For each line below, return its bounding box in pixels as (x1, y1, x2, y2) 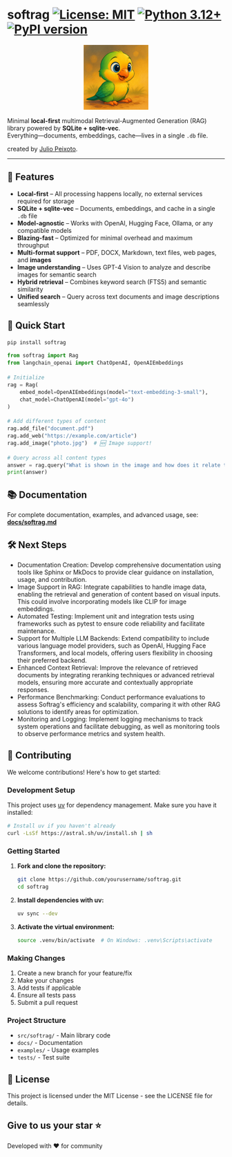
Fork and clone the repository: (17, 862, 106, 870)
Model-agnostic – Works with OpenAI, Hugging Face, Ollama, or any (17, 218, 213, 227)
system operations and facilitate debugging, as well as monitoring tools (17, 722, 220, 731)
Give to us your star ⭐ (7, 1120, 102, 1131)
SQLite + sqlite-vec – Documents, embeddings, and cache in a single (17, 204, 215, 212)
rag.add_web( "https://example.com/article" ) (7, 433, 137, 440)
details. (7, 1099, 28, 1107)
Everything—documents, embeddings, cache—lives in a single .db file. (7, 131, 209, 140)
